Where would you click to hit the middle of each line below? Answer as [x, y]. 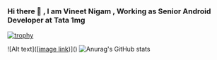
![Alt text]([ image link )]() [42, 49]
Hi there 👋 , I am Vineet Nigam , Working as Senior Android [109, 11]
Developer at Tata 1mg [46, 20]
